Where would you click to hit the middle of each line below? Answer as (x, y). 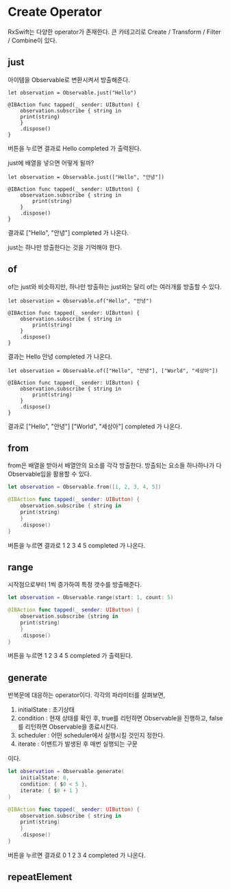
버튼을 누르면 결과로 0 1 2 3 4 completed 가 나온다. (77, 855)
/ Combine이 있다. (33, 40)
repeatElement (40, 877)
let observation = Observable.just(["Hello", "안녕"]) (86, 177)
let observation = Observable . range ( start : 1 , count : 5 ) (91, 598)
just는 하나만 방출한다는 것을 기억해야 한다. (65, 247)
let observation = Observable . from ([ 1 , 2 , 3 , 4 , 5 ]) (85, 487)
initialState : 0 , (45, 778)
